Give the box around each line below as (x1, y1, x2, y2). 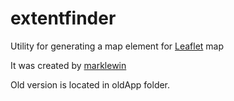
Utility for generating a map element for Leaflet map (10, 40, 225, 52)
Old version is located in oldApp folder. (10, 78, 171, 91)
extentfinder (10, 7, 117, 30)
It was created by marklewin (10, 59, 127, 71)
